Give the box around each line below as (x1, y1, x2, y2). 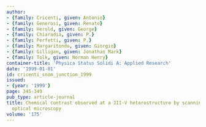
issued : (6, 77, 26, 83)
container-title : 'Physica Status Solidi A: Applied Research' (6, 60, 172, 66)
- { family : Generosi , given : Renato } (6, 20, 103, 26)
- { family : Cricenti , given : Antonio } (6, 15, 105, 21)
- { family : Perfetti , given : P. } (6, 37, 92, 43)
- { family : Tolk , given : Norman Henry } (6, 54, 109, 60)
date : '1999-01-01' (6, 65, 56, 72)
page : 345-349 (6, 89, 43, 95)
